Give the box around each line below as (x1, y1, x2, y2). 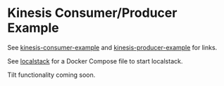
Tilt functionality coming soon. (7, 70, 96, 79)
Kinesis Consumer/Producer (7, 5, 178, 21)
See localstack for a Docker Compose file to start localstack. (7, 56, 183, 65)
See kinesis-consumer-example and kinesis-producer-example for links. (7, 43, 218, 51)
